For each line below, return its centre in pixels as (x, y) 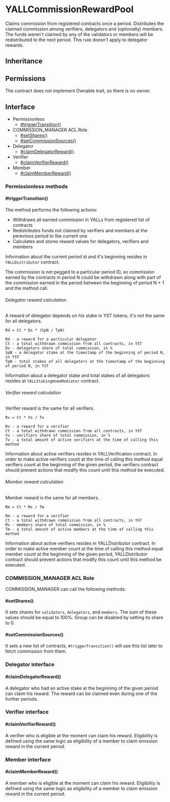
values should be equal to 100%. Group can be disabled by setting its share (84, 618)
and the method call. (27, 288)
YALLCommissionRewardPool (69, 9)
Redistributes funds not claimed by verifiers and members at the (80, 231)
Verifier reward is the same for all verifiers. (50, 408)
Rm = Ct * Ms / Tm (25, 507)
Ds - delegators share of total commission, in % (59, 348)
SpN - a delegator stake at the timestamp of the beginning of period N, (85, 353)
